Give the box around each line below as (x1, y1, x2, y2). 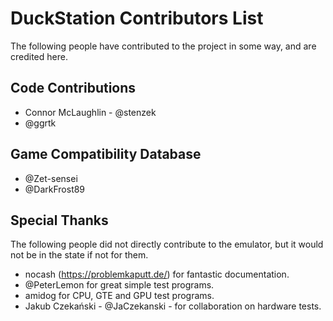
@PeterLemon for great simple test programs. (24, 279, 215, 291)
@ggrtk (24, 117, 57, 129)
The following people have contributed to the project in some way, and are (10, 40, 317, 52)
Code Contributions (10, 80, 137, 97)
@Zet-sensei (24, 172, 78, 184)
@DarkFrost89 (24, 183, 86, 195)
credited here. (10, 50, 68, 62)
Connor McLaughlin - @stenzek (24, 106, 157, 118)
